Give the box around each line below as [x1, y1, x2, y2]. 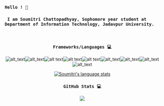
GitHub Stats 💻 [63, 84, 101, 89]
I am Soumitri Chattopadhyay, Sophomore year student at [7, 16, 147, 22]
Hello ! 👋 [4, 4, 28, 10]
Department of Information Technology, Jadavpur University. [4, 21, 155, 27]
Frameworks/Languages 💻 [53, 44, 112, 50]
